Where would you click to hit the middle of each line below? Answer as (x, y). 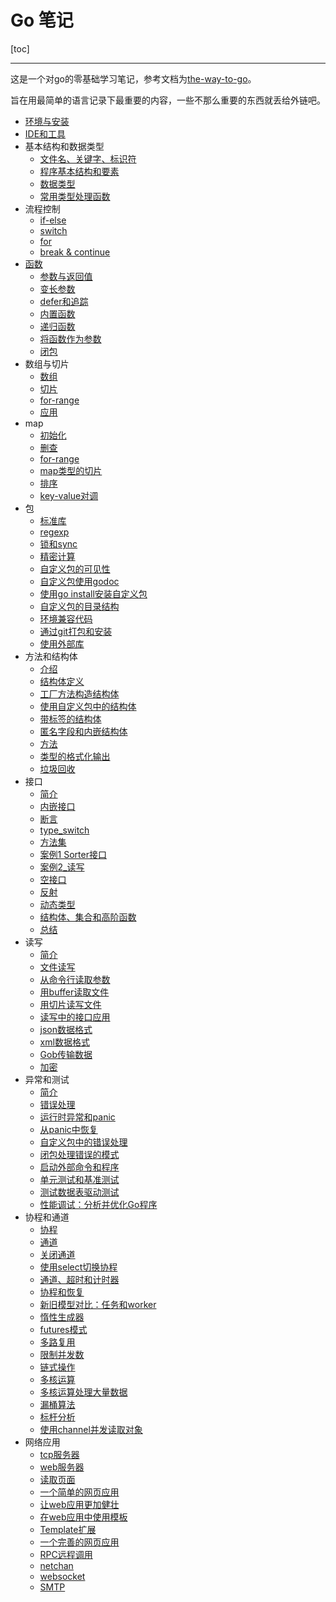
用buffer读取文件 (74, 992)
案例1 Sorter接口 (73, 854)
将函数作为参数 (70, 338)
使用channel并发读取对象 (91, 1429)
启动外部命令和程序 (79, 1167)
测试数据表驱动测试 (79, 1192)
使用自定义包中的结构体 (88, 706)
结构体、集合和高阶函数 (88, 917)
